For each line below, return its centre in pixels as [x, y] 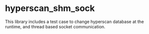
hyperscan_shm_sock [50, 8]
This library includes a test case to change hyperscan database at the [74, 22]
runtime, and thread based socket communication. [55, 26]
